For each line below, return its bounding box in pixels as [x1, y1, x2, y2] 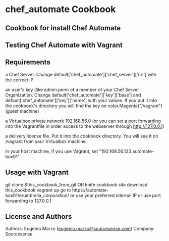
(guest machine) [5, 108, 39, 114]
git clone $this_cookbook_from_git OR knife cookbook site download [5, 181, 148, 187]
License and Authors [5, 212, 72, 221]
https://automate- [72, 187, 109, 193]
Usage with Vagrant [5, 168, 69, 177]
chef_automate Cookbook [5, 4, 116, 15]
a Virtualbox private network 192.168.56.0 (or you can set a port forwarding [5, 118, 161, 124]
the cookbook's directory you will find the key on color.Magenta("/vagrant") [5, 103, 163, 109]
